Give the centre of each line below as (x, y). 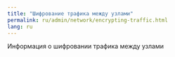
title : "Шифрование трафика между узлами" (70, 14)
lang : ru (20, 26)
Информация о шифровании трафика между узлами (85, 47)
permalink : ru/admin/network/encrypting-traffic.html (88, 20)
